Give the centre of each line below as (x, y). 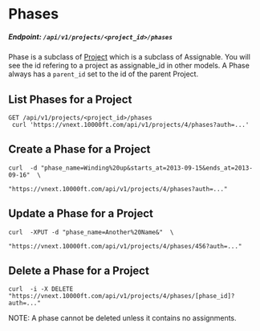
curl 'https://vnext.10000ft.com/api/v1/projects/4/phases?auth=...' (130, 125)
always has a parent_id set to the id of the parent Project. (104, 74)
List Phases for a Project (70, 99)
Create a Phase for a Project (79, 149)
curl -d (23, 168)
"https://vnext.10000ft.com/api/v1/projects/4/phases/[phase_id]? (122, 296)
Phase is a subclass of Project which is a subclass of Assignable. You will (130, 57)
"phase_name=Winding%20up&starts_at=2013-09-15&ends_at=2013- (146, 168)
